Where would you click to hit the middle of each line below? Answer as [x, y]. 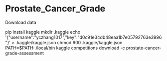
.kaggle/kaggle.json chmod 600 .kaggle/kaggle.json [69, 42]
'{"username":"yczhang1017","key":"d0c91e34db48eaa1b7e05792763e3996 [83, 37]
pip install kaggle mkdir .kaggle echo [43, 32]
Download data [21, 22]
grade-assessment [24, 53]
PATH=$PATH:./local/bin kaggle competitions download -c [65, 48]
